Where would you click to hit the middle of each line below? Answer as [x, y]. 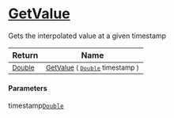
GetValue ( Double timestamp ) [93, 67]
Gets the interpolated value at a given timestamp [87, 36]
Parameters [28, 88]
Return [25, 55]
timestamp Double [36, 106]
